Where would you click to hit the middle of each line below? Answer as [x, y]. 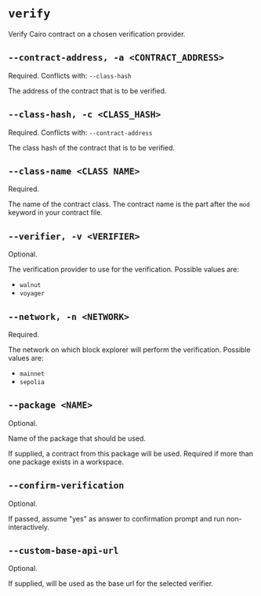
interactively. [29, 527]
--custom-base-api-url [63, 551]
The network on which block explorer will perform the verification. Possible [129, 350]
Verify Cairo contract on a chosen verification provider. [97, 34]
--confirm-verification [66, 486]
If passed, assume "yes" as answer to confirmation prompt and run [116, 518]
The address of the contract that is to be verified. [87, 91]
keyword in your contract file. [56, 213]
